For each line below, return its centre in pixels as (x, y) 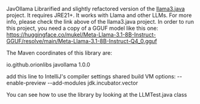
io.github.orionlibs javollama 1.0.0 (48, 64)
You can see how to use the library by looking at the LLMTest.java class (97, 95)
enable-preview (26, 83)
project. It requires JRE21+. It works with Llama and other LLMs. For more (99, 15)
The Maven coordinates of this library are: (59, 53)
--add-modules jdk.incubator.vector (92, 83)
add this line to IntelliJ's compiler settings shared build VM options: (91, 76)
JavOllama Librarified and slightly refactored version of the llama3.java (96, 9)
